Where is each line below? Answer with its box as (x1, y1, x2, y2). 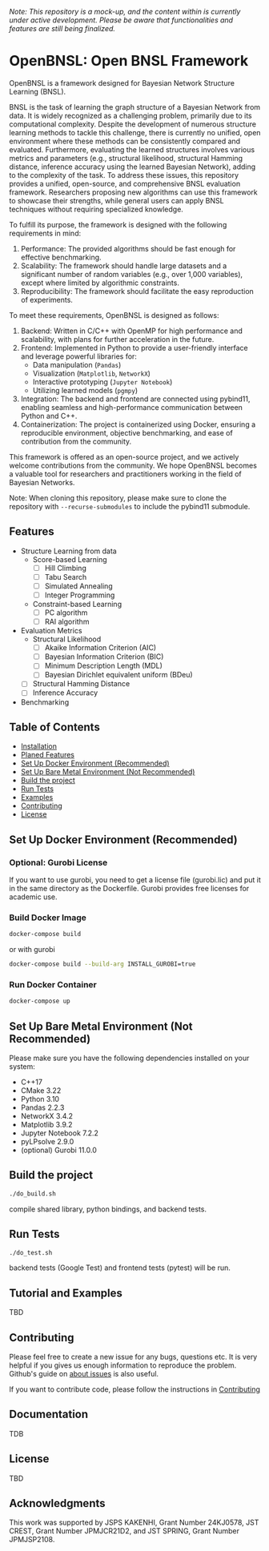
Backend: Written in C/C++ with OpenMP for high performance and (20, 326, 243, 336)
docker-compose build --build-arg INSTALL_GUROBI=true (9, 960, 196, 968)
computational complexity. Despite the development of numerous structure (9, 119, 257, 129)
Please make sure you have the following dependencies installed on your (9, 1053, 250, 1063)
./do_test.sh (9, 1248, 53, 1256)
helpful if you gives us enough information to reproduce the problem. (9, 1360, 237, 1370)
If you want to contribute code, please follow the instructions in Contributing (9, 1384, 261, 1394)
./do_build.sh (9, 1189, 57, 1198)
